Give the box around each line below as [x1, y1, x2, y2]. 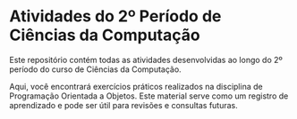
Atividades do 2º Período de [9, 6, 222, 27]
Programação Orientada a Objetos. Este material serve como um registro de [9, 91, 289, 101]
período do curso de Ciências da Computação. [9, 64, 182, 75]
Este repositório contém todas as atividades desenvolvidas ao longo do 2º [9, 54, 284, 65]
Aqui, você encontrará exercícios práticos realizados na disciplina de [9, 81, 263, 91]
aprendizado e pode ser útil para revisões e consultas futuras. [9, 99, 239, 110]
